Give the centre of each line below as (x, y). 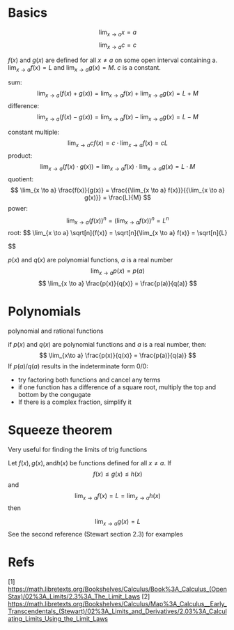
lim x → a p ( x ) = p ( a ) (118, 271)
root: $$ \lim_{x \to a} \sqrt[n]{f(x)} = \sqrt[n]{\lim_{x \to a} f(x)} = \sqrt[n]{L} (118, 232)
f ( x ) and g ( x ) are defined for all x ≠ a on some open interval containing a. (113, 60)
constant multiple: (34, 132)
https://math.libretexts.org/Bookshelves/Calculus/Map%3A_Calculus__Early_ (117, 604)
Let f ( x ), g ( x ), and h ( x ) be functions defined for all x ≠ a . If (90, 463)
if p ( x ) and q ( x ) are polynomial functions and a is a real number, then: (107, 344)
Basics (28, 13)
